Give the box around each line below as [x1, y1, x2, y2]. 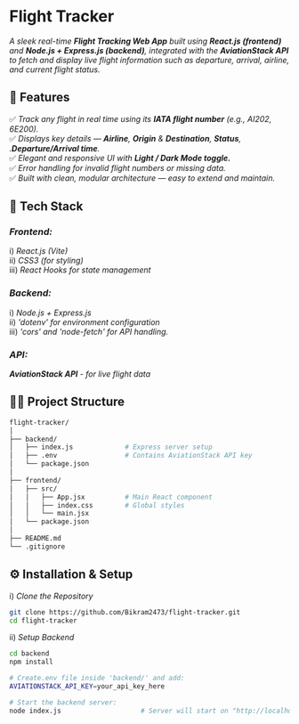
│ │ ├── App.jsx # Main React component [9, 492, 214, 501]
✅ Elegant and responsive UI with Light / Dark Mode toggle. [9, 152, 231, 163]
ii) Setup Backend [9, 632, 75, 643]
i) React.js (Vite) [9, 246, 69, 256]
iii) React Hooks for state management [9, 264, 151, 275]
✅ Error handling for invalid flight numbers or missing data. [9, 162, 227, 173]
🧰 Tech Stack [9, 199, 84, 215]
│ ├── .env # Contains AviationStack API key [9, 451, 253, 460]
